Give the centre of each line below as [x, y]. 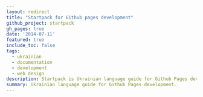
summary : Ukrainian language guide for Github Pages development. [92, 85]
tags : [13, 51]
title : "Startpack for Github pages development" [70, 17]
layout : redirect [28, 12]
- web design [28, 74]
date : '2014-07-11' [31, 34]
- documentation [32, 62]
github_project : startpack [40, 23]
